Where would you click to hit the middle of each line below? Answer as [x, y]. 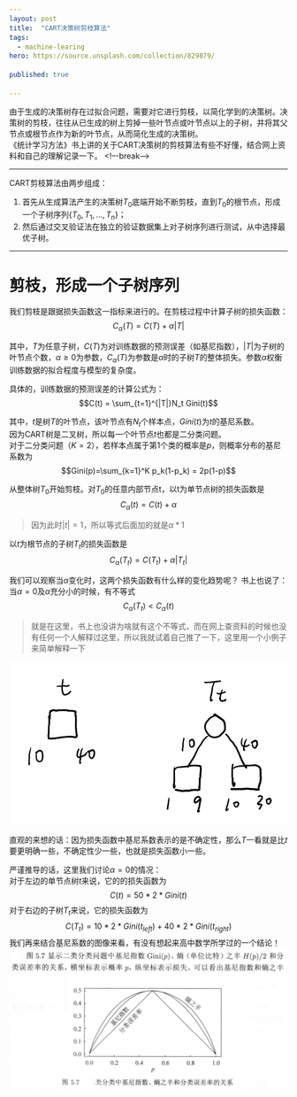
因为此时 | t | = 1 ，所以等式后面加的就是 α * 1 [108, 525]
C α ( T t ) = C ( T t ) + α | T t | [148, 560]
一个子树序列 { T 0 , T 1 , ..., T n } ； [74, 215]
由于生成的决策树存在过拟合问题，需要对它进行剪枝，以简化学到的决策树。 [145, 112]
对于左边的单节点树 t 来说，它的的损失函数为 [88, 880]
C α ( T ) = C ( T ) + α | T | [148, 327]
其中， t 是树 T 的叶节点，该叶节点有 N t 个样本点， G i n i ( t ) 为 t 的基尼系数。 [134, 422]
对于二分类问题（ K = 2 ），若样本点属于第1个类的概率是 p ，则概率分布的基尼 [145, 445]
